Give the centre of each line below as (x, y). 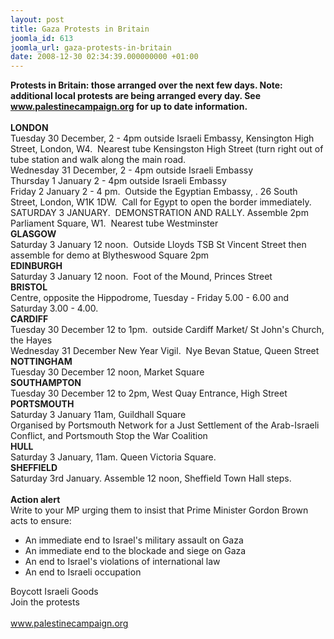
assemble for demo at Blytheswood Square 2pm (110, 255)
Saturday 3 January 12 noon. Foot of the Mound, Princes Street (141, 277)
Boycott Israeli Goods (54, 592)
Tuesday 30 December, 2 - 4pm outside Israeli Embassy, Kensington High (162, 138)
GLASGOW (33, 234)
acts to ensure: (41, 521)
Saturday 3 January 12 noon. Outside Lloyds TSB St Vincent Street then (158, 245)
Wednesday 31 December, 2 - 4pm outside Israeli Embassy (132, 170)
